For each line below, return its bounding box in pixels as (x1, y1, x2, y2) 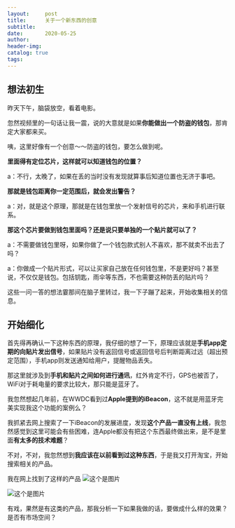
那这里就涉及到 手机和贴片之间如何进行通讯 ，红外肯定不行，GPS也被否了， (7, 371, 222, 379)
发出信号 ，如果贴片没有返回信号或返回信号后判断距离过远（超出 (37, 348, 222, 356)
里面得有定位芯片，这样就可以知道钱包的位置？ (7, 157, 142, 165)
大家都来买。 (13, 127, 50, 135)
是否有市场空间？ (7, 513, 57, 522)
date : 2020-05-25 (7, 29, 77, 37)
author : (7, 36, 30, 43)
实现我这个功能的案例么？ (13, 404, 87, 412)
